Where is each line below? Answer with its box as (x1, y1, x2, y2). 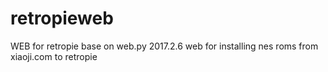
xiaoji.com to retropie (10, 50, 98, 62)
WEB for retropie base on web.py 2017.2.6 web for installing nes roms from (10, 40, 319, 52)
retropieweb (10, 7, 114, 30)
